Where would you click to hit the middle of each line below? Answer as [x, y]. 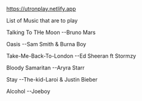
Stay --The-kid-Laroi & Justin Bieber [52, 79]
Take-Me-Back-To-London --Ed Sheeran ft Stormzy [71, 56]
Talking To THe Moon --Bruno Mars [51, 32]
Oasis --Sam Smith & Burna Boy [46, 44]
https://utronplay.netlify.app [41, 9]
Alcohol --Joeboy [28, 91]
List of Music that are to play [42, 20]
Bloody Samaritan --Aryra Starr [46, 68]
